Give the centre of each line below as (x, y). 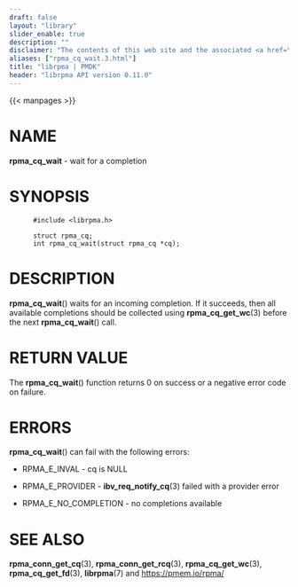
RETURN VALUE (69, 358)
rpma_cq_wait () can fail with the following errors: (99, 452)
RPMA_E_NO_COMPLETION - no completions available (122, 504)
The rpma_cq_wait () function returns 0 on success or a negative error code (148, 382)
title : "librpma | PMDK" (55, 67)
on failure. (27, 392)
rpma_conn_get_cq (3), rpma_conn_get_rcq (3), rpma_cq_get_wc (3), (136, 564)
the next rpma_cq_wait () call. (63, 322)
